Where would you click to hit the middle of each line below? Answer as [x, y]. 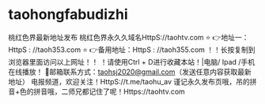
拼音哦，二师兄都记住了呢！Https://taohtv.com [110, 91]
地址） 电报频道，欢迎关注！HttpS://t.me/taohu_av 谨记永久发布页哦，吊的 [129, 81]
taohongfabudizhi [68, 15]
